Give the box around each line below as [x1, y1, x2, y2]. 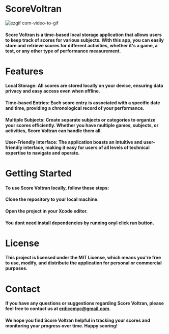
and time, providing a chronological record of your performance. [5, 105, 145, 111]
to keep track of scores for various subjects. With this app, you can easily [5, 37, 164, 43]
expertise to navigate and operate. [5, 150, 80, 156]
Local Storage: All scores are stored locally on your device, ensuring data [5, 82, 163, 89]
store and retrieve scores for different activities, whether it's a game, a [5, 42, 158, 48]
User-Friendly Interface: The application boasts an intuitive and [5, 139, 143, 145]
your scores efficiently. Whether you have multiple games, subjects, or [5, 122, 159, 128]
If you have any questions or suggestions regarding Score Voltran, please [5, 300, 164, 307]
